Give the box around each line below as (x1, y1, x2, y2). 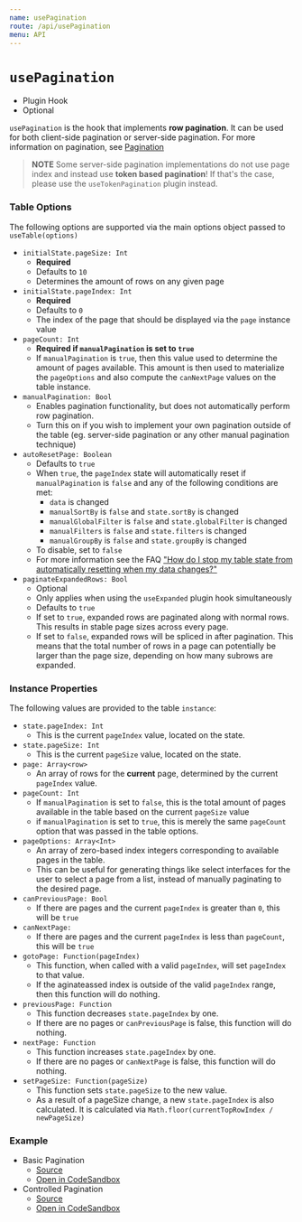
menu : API (9, 30, 47, 39)
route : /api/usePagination (9, 22, 111, 31)
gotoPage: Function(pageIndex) (22, 952, 141, 961)
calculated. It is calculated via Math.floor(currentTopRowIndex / (35, 1104, 273, 1115)
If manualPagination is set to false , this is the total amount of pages (35, 797, 287, 807)
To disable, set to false (35, 544, 123, 555)
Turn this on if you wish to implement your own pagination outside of (35, 419, 291, 430)
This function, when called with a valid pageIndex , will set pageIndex (35, 959, 287, 971)
